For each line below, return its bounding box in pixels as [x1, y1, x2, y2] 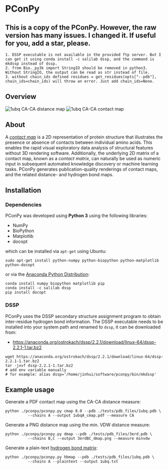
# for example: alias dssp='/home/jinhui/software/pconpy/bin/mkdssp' [5, 372, 157, 377]
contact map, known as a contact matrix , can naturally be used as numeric [5, 155, 161, 162]
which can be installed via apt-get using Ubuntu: [5, 248, 107, 254]
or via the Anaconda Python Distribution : [5, 271, 90, 278]
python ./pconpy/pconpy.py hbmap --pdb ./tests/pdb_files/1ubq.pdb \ [5, 455, 155, 460]
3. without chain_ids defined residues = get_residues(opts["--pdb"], [5, 74, 157, 79]
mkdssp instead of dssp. [5, 61, 58, 66]
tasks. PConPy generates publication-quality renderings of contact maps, [5, 166, 158, 172]
